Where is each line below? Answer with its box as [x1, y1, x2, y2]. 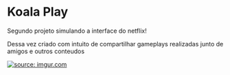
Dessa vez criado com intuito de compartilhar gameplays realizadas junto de [7, 40, 224, 48]
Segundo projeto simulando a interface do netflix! [7, 27, 147, 35]
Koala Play [7, 4, 69, 20]
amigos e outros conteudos [7, 47, 84, 55]
